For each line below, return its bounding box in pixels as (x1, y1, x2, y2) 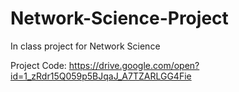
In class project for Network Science (10, 40, 161, 52)
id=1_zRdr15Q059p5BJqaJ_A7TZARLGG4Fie (10, 70, 192, 82)
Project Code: (10, 59, 67, 71)
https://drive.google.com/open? (68, 59, 200, 71)
